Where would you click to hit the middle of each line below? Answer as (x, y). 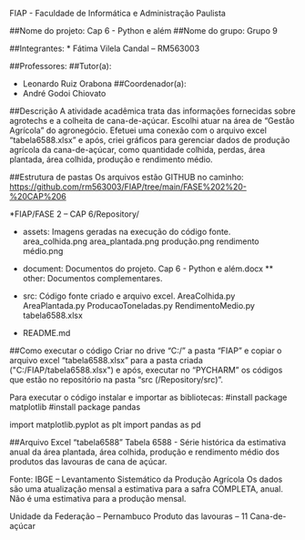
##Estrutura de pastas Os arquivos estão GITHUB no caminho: (127, 177)
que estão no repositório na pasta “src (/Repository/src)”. (117, 380)
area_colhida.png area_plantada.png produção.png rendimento (141, 241)
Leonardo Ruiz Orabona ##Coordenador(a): (104, 84)
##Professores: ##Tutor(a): (61, 66)
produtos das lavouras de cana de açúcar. (88, 462)
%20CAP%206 (38, 196)
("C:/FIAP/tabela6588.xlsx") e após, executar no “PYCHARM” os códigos (146, 370)
